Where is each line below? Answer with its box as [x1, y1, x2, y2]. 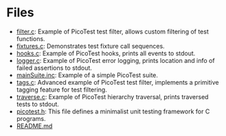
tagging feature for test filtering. [16, 85, 107, 94]
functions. [16, 34, 45, 42]
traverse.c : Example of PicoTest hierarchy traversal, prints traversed [16, 92, 209, 100]
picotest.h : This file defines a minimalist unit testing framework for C [16, 107, 210, 115]
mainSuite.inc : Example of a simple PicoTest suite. [16, 70, 159, 79]
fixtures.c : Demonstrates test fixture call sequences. [16, 42, 166, 50]
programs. [16, 114, 46, 122]
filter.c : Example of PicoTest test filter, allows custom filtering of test [16, 27, 209, 36]
